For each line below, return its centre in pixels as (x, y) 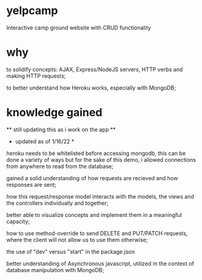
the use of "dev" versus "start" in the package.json (71, 251)
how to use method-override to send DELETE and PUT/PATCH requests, (97, 233)
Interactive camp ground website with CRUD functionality (79, 28)
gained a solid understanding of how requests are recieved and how (92, 178)
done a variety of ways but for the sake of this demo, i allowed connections (101, 159)
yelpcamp (32, 11)
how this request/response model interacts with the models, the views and (100, 196)
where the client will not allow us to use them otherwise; (77, 240)
